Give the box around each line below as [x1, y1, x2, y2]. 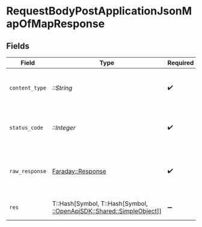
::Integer [52, 124, 76, 132]
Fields [6, 41, 30, 51]
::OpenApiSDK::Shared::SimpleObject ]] [52, 207, 162, 215]
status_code [9, 124, 44, 131]
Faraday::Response [52, 167, 106, 175]
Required [167, 59, 194, 67]
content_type [9, 85, 47, 91]
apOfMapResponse [6, 17, 105, 31]
